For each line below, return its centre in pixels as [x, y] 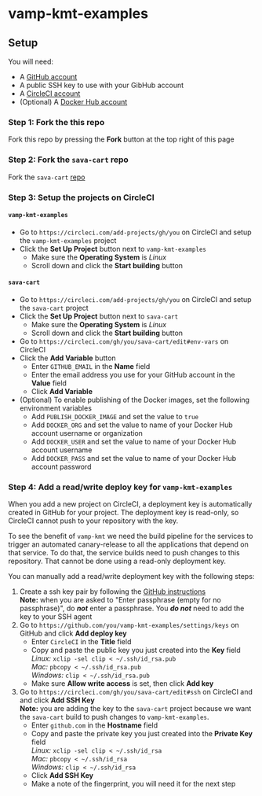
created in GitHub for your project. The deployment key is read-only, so [124, 513]
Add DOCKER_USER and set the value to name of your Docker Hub [134, 441]
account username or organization [87, 433]
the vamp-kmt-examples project [68, 240]
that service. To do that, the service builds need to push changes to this [124, 553]
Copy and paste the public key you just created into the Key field [136, 650]
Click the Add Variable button [67, 358]
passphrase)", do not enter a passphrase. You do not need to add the [132, 608]
